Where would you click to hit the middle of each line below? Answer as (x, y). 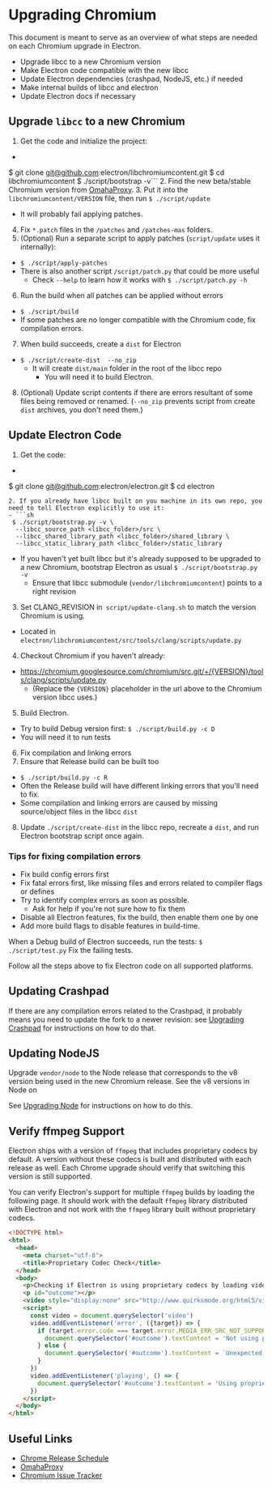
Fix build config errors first (64, 874)
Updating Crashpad (59, 991)
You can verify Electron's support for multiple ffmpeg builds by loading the (132, 1193)
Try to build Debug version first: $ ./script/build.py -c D (117, 728)
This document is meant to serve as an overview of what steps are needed (133, 37)
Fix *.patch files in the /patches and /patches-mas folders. (116, 229)
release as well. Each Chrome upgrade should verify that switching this (127, 1168)
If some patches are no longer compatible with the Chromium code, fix (138, 319)
